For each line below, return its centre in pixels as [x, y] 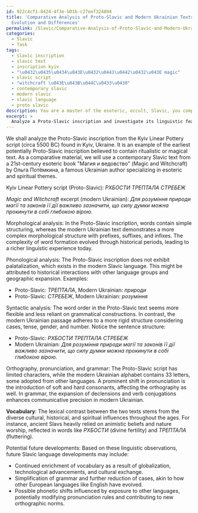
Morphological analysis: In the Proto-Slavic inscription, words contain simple [99, 223]
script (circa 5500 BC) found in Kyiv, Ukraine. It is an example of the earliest [98, 145]
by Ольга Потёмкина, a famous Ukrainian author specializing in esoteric [94, 170]
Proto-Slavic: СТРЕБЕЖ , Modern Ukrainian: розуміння [81, 296]
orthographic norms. [39, 504]
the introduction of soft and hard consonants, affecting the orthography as [96, 388]
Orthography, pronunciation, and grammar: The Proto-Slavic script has [92, 369]
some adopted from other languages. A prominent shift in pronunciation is [96, 381]
